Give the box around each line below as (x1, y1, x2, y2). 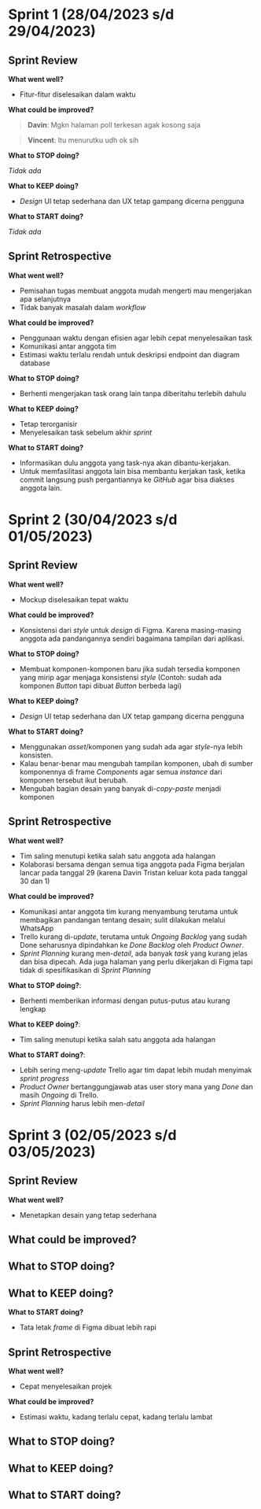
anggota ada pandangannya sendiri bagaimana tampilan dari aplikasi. (19, 634, 245, 643)
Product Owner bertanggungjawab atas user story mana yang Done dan (19, 1082, 254, 1091)
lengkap (19, 1004, 46, 1013)
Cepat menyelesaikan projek (19, 1381, 112, 1391)
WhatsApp (19, 923, 54, 933)
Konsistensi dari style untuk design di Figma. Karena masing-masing (19, 625, 241, 634)
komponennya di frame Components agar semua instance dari (19, 767, 222, 776)
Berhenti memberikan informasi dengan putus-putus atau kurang (19, 996, 230, 1005)
